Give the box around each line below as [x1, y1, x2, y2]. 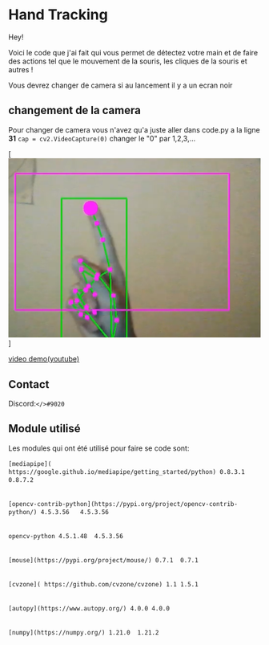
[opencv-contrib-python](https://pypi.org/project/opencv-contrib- [8, 500, 239, 508]
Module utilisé [8, 422, 82, 435]
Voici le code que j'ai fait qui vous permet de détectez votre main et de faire [8, 47, 259, 57]
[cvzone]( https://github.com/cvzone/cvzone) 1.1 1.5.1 [8, 580, 199, 588]
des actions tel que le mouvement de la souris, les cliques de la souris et [8, 56, 248, 66]
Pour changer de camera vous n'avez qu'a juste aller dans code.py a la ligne [8, 125, 260, 134]
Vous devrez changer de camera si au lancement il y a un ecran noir [8, 80, 233, 90]
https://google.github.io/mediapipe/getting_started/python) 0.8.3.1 [8, 467, 246, 476]
